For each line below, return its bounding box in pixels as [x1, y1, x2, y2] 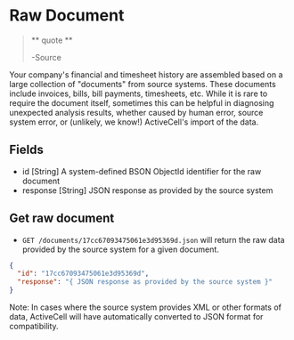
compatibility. [9, 321, 60, 332]
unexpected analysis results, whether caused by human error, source [9, 107, 264, 117]
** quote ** [30, 35, 73, 45]
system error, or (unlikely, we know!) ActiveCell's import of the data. [9, 117, 259, 127]
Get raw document [9, 211, 115, 226]
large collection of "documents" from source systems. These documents [9, 78, 276, 89]
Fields [9, 142, 45, 158]
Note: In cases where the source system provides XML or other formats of [9, 302, 282, 312]
